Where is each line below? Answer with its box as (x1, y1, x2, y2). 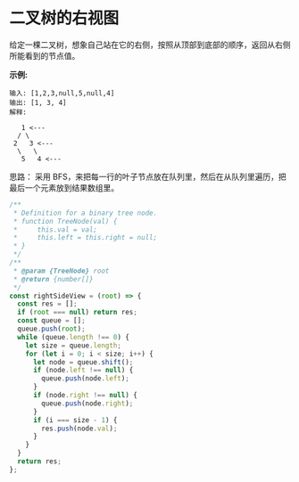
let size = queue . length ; (25, 340, 122, 350)
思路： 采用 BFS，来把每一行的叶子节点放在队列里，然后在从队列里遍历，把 (9, 171, 287, 182)
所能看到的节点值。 (9, 50, 80, 61)
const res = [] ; (17, 299, 78, 308)
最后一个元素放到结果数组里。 (9, 182, 119, 192)
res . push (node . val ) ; (41, 424, 118, 433)
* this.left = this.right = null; (12, 233, 158, 242)
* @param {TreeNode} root (12, 266, 110, 275)
